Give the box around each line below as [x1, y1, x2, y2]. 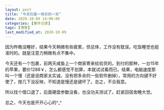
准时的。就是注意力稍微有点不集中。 [5, 50, 78, 56]
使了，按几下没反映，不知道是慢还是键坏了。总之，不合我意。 [5, 79, 129, 85]
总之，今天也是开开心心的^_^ [5, 100, 62, 105]
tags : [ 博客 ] [5, 25, 30, 30]
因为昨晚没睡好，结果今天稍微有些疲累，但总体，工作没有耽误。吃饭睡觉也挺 [5, 44, 159, 49]
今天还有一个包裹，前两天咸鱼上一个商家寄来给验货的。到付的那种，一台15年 [5, 61, 159, 66]
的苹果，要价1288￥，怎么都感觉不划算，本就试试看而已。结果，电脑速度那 [5, 66, 156, 72]
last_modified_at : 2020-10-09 [5, 30, 67, 35]
